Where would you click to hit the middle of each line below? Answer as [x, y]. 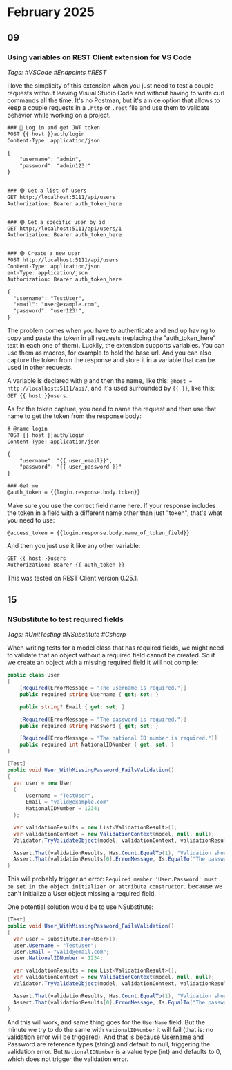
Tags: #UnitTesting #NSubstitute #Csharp [67, 635]
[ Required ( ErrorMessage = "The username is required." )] [103, 688]
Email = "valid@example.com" [67, 802]
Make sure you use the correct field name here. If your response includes [112, 505]
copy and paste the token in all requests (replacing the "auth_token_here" [112, 338]
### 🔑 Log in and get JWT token [54, 128]
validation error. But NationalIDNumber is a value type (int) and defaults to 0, [115, 1051]
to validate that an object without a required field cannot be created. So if [111, 655]
